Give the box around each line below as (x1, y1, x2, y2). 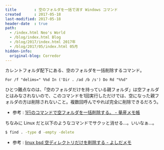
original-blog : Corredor (9, 53, 61, 58)
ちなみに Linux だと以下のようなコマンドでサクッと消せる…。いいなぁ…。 (5, 120, 157, 126)
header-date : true (5, 21, 48, 26)
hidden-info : (5, 49, 32, 53)
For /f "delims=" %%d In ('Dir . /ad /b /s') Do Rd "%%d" (5, 77, 128, 82)
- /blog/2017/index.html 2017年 (9, 40, 76, 45)
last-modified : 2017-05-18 (5, 16, 61, 21)
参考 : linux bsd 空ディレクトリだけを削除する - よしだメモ (12, 140, 132, 146)
